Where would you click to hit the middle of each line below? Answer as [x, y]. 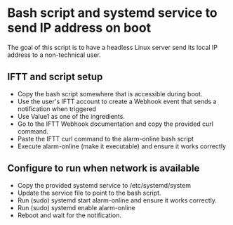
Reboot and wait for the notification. [69, 215]
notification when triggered [57, 109]
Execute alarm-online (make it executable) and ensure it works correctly [122, 146]
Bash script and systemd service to [112, 13]
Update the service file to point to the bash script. [89, 193]
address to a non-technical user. [54, 55]
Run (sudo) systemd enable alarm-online [76, 207]
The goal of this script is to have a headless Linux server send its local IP [113, 47]
